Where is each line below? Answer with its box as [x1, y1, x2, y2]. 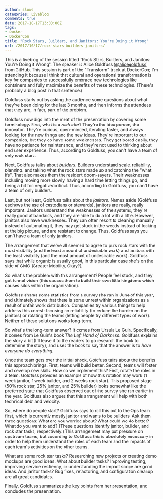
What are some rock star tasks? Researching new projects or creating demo [5, 453, 157, 459]
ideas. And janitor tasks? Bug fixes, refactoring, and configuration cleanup [5, 468, 153, 474]
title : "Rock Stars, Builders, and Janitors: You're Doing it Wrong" [5, 39, 149, 44]
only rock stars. [5, 152, 36, 158]
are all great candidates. [5, 473, 53, 480]
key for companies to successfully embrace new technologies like [5, 77, 137, 83]
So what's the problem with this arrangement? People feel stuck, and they [5, 272, 153, 278]
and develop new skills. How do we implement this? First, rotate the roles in [5, 367, 156, 373]
